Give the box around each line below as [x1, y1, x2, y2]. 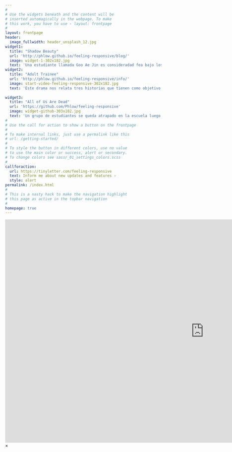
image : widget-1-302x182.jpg [9, 58, 70, 63]
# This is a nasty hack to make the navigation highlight [5, 192, 127, 196]
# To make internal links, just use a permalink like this [5, 132, 130, 137]
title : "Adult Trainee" [9, 72, 58, 77]
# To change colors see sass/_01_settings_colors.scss [5, 155, 121, 160]
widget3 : [5, 95, 23, 100]
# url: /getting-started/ [5, 136, 58, 141]
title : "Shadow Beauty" [9, 49, 58, 54]
